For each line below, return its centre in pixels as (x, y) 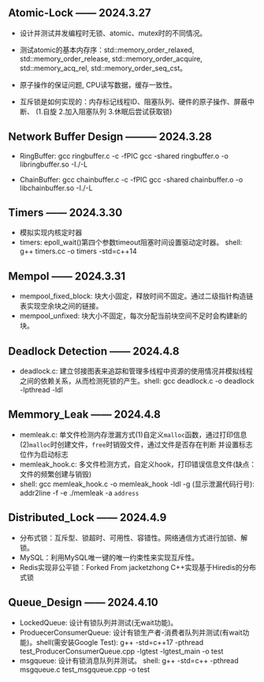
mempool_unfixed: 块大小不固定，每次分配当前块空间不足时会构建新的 (133, 316)
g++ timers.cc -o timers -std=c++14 (78, 251)
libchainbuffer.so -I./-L (56, 188)
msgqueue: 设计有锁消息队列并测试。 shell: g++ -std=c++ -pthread (129, 660)
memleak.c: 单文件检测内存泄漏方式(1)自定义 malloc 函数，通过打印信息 (133, 434)
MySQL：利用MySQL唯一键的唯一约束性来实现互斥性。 (109, 557)
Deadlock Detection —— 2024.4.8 (94, 351)
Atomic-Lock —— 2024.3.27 (80, 13)
